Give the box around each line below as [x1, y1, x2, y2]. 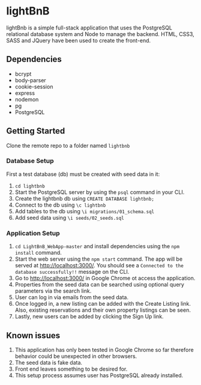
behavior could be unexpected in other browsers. [14, 353, 137, 360]
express [14, 89, 35, 97]
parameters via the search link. [14, 287, 92, 295]
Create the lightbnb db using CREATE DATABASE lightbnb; [14, 195, 155, 202]
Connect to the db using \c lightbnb [14, 201, 106, 208]
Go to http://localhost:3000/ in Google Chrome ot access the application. [14, 274, 196, 282]
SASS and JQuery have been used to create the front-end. [6, 37, 151, 44]
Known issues [6, 330, 61, 341]
